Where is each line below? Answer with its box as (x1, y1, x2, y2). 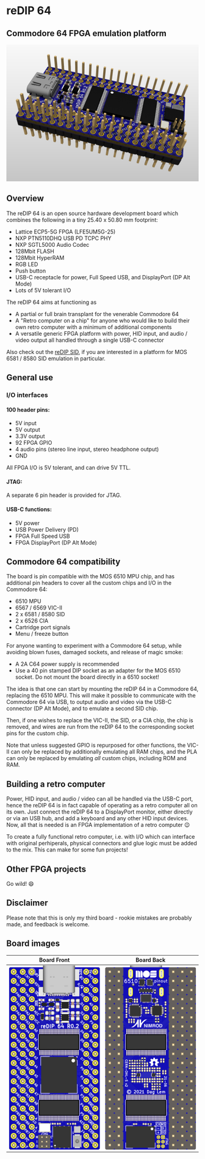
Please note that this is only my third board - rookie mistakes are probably (6, 914, 192, 921)
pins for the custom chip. (6, 730, 69, 737)
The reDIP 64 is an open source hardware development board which (6, 210, 179, 217)
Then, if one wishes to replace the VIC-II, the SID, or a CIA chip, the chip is (6, 717, 193, 724)
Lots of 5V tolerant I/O (15, 286, 71, 294)
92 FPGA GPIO (15, 439, 52, 447)
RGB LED (15, 260, 38, 268)
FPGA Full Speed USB (15, 532, 70, 540)
